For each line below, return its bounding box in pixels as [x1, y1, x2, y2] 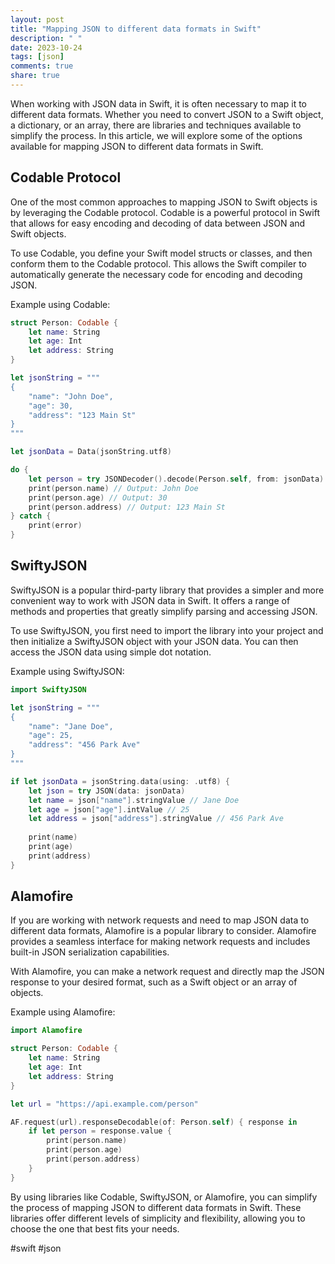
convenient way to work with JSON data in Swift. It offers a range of [10, 594, 291, 606]
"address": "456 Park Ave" [28, 740, 141, 750]
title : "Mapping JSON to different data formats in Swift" [10, 24, 262, 34]
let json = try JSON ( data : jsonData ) [28, 786, 186, 796]
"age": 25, [28, 731, 74, 741]
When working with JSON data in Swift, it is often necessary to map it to [10, 97, 307, 110]
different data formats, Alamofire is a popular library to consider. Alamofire [10, 925, 317, 937]
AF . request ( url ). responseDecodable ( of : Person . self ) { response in [10, 1117, 298, 1127]
